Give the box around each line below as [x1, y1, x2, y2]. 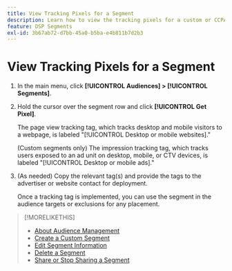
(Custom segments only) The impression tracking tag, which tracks [17, 144, 209, 152]
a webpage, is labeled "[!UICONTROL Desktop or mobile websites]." [17, 130, 211, 139]
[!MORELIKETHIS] [23, 213, 75, 221]
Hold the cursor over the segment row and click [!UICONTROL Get [17, 103, 207, 111]
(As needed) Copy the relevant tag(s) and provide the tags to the [17, 172, 202, 180]
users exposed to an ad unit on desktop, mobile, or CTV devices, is [17, 151, 209, 159]
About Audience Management [34, 227, 120, 235]
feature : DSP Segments [7, 23, 72, 30]
